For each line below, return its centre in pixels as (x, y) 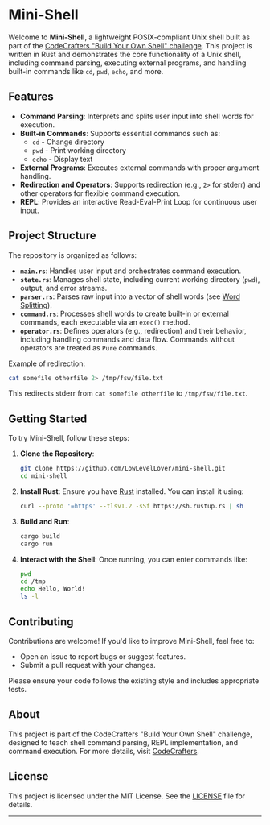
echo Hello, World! (53, 589)
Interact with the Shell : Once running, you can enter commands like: (133, 559)
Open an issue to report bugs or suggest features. (103, 656)
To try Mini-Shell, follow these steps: (69, 438)
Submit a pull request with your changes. (88, 665)
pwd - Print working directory (79, 150)
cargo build (40, 536)
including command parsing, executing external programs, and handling (127, 63)
